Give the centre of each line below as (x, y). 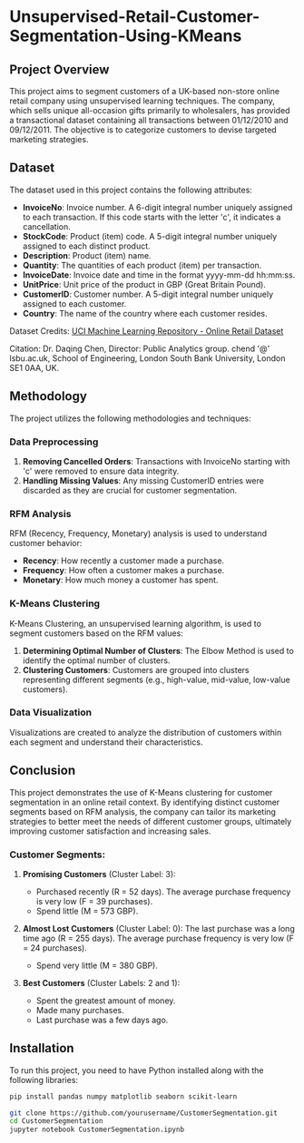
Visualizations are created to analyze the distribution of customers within (146, 732)
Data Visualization (51, 712)
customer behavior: (46, 543)
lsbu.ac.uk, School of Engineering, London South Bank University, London (147, 358)
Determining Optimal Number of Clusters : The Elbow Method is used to (158, 650)
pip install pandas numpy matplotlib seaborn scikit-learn (123, 1096)
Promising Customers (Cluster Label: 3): (99, 874)
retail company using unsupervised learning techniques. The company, (142, 101)
